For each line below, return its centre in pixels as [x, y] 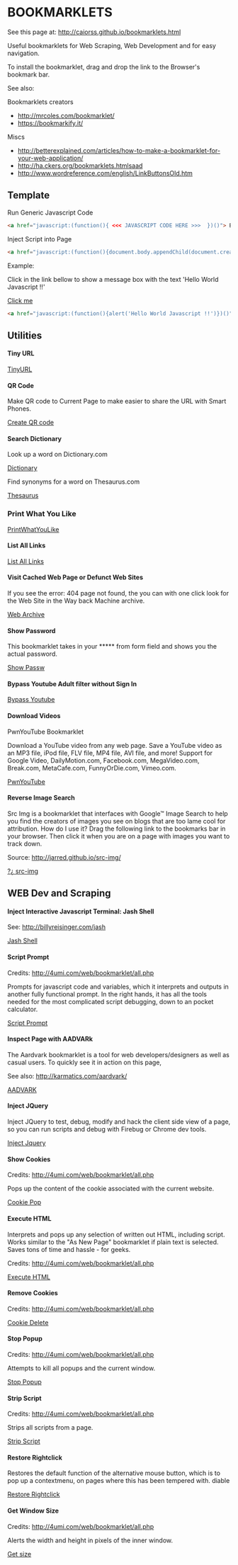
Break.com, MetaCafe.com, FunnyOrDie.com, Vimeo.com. [92, 768]
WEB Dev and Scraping [59, 893]
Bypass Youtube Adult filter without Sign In [72, 683]
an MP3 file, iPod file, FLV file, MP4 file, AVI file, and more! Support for [110, 753]
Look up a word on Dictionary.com [58, 455]
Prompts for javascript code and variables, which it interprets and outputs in [118, 986]
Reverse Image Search [41, 798]
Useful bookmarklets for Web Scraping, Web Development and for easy [112, 45]
